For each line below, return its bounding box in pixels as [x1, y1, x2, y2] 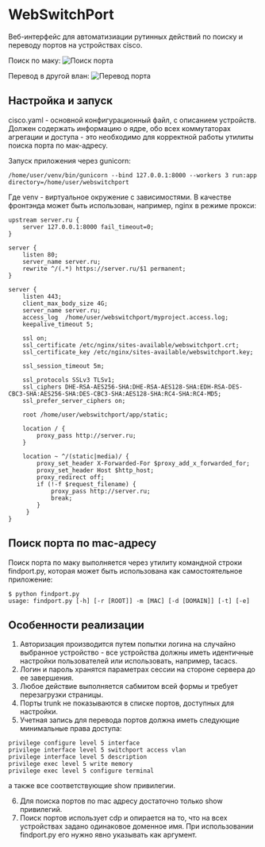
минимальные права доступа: [19, 724, 122, 733]
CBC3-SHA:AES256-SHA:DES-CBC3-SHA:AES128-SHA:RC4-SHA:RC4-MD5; [8, 389, 222, 398]
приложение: [8, 574, 53, 584]
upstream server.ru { [8, 216, 80, 224]
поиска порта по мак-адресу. [8, 141, 109, 150]
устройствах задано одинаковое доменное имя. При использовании [19, 822, 254, 831]
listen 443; [22, 292, 62, 300]
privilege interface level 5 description [8, 753, 148, 761]
